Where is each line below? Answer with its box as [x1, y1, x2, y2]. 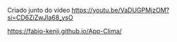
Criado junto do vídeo [7, 6, 71, 14]
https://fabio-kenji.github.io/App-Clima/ [7, 27, 122, 35]
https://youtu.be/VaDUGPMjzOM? [71, 6, 170, 14]
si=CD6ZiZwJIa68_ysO [7, 13, 73, 22]
